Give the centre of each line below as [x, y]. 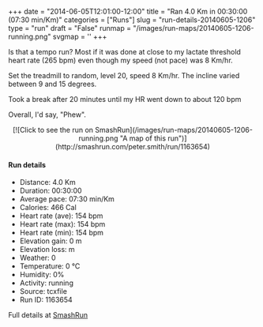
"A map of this [143, 138]
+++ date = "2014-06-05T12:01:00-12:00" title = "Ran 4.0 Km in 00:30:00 [128, 11]
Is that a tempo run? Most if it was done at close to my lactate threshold [124, 52]
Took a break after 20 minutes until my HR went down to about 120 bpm [125, 99]
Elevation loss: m [47, 250]
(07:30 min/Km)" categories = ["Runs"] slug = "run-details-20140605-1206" [132, 20]
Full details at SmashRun [48, 315]
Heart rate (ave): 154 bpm [61, 216]
